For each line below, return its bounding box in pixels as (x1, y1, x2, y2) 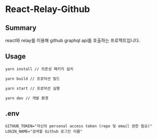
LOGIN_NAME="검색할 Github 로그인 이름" (5, 129, 83, 134)
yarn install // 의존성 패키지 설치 (5, 66, 74, 71)
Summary (5, 24, 37, 32)
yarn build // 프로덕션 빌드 (5, 76, 60, 81)
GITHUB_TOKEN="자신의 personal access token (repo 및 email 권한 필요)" (5, 123, 152, 128)
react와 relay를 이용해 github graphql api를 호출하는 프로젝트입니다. (5, 38, 140, 43)
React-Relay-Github (5, 4, 90, 15)
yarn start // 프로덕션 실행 (5, 86, 60, 91)
